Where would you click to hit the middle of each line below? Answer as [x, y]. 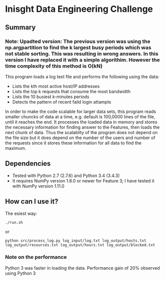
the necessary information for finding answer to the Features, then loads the [82, 127]
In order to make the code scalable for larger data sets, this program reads [81, 111]
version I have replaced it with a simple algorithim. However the [82, 60]
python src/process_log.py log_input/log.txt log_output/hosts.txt [76, 241]
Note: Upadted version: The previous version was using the [78, 41]
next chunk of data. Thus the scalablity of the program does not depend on [81, 132]
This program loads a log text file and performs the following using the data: [82, 76]
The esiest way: [21, 213]
